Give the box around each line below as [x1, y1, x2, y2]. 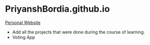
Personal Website [5, 20, 41, 25]
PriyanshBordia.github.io [5, 3, 110, 15]
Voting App [12, 34, 35, 40]
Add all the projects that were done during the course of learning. [12, 29, 145, 35]
